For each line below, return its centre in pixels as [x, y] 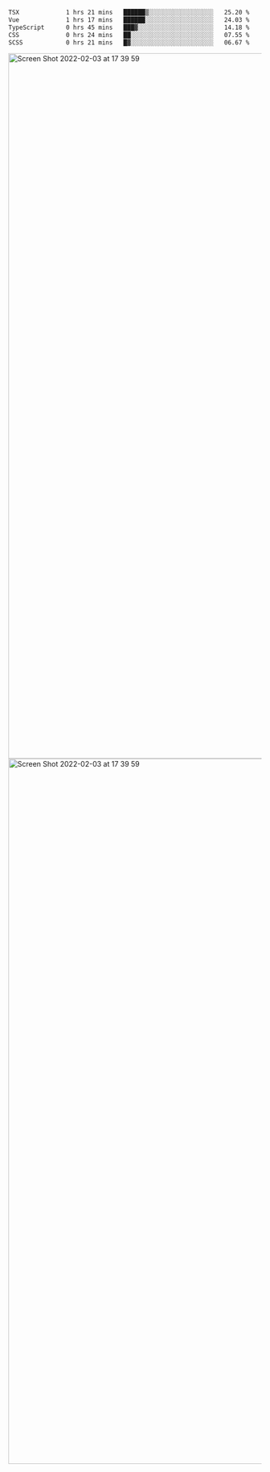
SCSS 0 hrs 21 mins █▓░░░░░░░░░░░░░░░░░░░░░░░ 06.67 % [129, 42]
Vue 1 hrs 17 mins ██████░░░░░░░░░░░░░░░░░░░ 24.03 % [129, 20]
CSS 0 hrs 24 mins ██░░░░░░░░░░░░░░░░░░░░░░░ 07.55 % [129, 35]
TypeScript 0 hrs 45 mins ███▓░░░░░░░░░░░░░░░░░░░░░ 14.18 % [129, 27]
